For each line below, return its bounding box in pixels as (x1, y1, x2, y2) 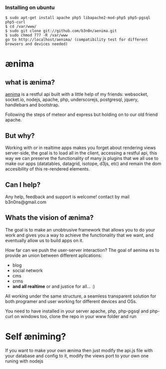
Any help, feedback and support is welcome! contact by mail (5, 193, 130, 199)
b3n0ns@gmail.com (5, 199, 46, 205)
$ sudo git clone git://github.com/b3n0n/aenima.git (5, 28, 117, 33)
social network (12, 267, 43, 273)
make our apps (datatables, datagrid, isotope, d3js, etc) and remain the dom (5, 160, 162, 166)
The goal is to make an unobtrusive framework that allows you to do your (5, 226, 156, 232)
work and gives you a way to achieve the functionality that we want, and (5, 232, 154, 238)
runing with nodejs (5, 358, 43, 364)
